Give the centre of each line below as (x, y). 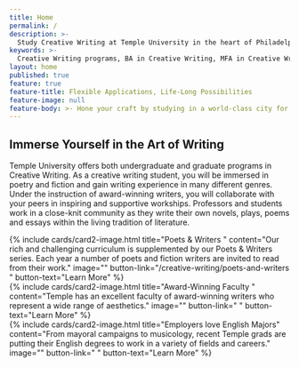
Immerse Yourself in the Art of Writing (117, 144)
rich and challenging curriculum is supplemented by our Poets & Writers (141, 249)
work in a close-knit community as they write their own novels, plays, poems (149, 213)
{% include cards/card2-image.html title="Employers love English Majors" (145, 324)
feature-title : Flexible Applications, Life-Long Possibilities (131, 92)
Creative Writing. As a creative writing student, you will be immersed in (139, 175)
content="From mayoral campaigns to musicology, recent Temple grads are (148, 334)
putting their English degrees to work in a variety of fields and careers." (140, 344)
